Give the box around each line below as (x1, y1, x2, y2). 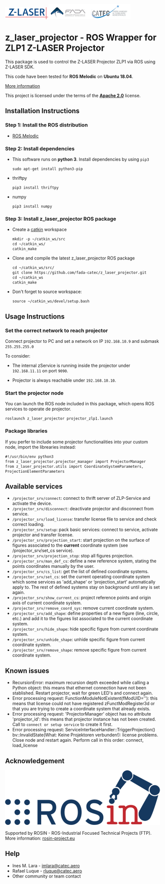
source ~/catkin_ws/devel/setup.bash (12, 299, 90, 304)
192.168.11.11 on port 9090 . (12, 367, 69, 373)
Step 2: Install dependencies (5, 145, 75, 152)
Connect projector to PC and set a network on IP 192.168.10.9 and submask (5, 338, 159, 344)
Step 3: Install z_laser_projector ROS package (5, 215, 116, 222)
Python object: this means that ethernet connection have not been (12, 685, 146, 691)
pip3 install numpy (12, 204, 53, 209)
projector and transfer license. (12, 532, 74, 538)
